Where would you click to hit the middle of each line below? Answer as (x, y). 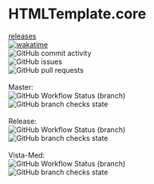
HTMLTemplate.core (77, 14)
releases (22, 36)
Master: (21, 87)
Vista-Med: (27, 155)
